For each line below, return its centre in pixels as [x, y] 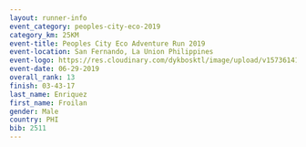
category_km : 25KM [44, 35]
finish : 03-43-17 [42, 86]
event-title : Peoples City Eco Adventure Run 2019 [107, 43]
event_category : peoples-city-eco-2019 [85, 26]
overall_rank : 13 [42, 78]
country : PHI [34, 120]
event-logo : [32, 60]
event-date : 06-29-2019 [55, 69]
